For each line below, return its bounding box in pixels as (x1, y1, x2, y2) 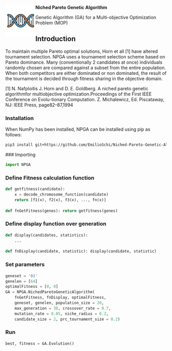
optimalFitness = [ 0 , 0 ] (5, 284, 58, 289)
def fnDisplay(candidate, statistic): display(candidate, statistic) (5, 249, 157, 254)
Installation (5, 114, 34, 122)
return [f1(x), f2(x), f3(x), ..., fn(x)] (14, 197, 106, 202)
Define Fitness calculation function (5, 174, 95, 181)
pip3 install (5, 142, 33, 148)
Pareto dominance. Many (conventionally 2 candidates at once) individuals (5, 59, 163, 65)
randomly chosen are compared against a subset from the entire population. (5, 64, 166, 71)
